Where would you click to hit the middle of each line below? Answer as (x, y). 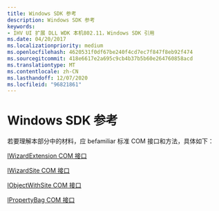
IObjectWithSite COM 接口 (44, 185)
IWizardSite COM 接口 (39, 171)
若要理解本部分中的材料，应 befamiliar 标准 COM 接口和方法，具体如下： (111, 141)
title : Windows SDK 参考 (42, 13)
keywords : (21, 26)
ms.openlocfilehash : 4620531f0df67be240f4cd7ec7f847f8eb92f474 (100, 53)
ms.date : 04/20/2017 (37, 39)
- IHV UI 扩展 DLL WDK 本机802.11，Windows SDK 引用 (81, 33)
